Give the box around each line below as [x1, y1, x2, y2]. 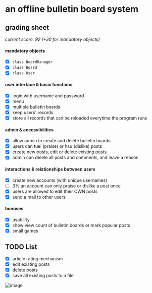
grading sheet [5, 23, 50, 32]
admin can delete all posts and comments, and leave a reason [12, 155, 139, 161]
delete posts [12, 267, 38, 273]
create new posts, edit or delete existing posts [12, 149, 107, 155]
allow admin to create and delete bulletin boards [12, 138, 111, 144]
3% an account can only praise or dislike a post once [12, 182, 121, 189]
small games [12, 228, 39, 234]
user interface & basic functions [5, 81, 73, 87]
